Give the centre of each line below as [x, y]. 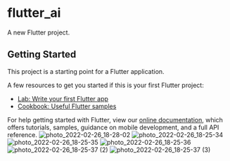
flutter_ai [34, 13]
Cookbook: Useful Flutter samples [67, 106]
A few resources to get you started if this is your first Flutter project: [106, 85]
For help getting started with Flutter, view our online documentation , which [115, 120]
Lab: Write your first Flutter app [63, 98]
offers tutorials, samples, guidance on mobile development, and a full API [113, 127]
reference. [22, 134]
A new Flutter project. [39, 32]
